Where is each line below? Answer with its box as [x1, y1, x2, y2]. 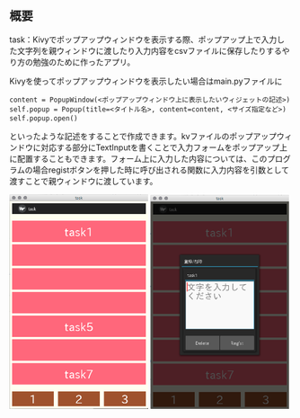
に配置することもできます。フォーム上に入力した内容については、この [9, 153, 268, 164]
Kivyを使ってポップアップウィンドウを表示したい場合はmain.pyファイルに [9, 76, 283, 86]
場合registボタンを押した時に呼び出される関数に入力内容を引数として [32, 165, 290, 175]
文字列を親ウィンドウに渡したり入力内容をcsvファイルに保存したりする [16, 45, 283, 56]
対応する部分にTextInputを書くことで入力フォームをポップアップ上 [40, 142, 287, 153]
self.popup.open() [9, 113, 78, 123]
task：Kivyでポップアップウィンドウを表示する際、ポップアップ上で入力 [9, 34, 278, 45]
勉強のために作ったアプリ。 [32, 57, 136, 67]
